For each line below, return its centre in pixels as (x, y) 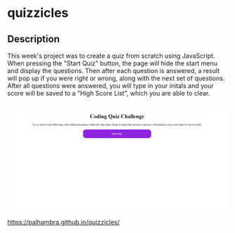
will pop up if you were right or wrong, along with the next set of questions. (116, 78)
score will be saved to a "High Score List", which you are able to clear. (109, 93)
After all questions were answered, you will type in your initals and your (110, 86)
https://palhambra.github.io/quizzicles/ (64, 222)
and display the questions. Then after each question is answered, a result (114, 71)
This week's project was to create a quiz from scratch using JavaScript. (111, 56)
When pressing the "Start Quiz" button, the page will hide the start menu (113, 63)
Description (33, 39)
